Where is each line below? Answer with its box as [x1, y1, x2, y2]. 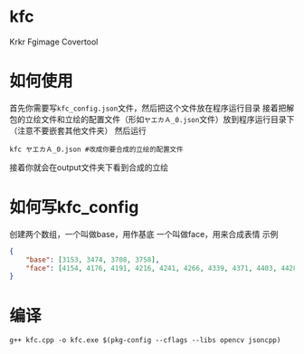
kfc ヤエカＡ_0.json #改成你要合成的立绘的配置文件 [9, 145, 184, 154]
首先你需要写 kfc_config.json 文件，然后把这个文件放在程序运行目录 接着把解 [9, 102, 295, 113]
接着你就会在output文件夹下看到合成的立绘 [9, 161, 169, 173]
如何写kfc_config [9, 197, 139, 218]
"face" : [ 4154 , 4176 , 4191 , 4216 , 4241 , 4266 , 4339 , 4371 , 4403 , [25, 263, 278, 273]
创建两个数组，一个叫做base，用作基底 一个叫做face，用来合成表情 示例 [9, 228, 279, 239]
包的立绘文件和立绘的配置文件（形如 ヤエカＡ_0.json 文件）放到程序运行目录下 [9, 113, 295, 124]
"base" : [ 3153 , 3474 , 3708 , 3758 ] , [25, 255, 160, 264]
